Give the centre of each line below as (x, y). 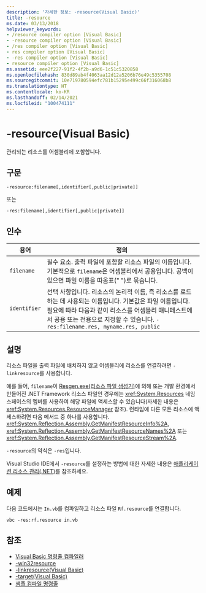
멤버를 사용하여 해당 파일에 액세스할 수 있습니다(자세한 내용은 (106, 401)
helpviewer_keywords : (34, 29)
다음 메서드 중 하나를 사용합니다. (71, 417)
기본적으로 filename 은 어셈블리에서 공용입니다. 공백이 (120, 271)
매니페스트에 (175, 311)
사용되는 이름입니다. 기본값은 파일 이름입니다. (128, 301)
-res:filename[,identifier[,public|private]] (65, 211)
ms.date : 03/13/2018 (33, 23)
